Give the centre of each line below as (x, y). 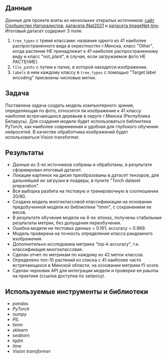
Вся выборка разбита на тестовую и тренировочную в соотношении (85, 191)
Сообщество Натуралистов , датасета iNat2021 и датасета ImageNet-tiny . (83, 25)
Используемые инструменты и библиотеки (77, 291)
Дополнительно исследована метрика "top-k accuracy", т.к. (76, 244)
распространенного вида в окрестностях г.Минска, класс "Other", (83, 46)
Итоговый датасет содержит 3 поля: (44, 31)
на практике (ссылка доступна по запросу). (59, 276)
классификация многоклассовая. (48, 249)
